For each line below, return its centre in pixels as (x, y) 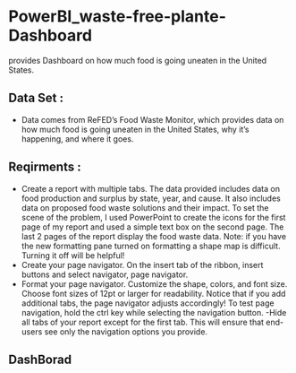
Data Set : (36, 98)
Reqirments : (45, 167)
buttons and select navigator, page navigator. (105, 274)
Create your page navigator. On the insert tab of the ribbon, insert (142, 265)
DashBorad (40, 359)
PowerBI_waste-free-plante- (118, 17)
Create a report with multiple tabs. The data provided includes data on (151, 188)
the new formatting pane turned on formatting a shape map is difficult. (151, 246)
